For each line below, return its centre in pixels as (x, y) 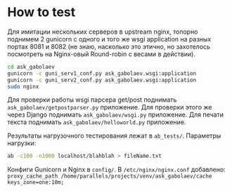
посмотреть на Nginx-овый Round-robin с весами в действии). (101, 54)
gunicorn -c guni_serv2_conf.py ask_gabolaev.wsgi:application (102, 80)
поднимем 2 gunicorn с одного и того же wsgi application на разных (109, 39)
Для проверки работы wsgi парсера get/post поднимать (92, 100)
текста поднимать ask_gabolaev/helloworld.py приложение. (97, 122)
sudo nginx (23, 86)
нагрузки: (22, 143)
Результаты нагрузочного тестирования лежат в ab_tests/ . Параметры (114, 136)
